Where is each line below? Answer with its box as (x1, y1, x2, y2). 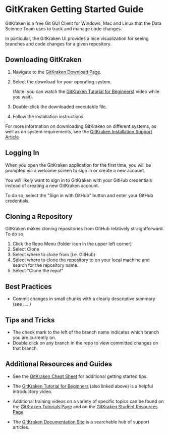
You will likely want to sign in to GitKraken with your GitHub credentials (5, 177, 152, 183)
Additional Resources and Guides (5, 360, 112, 368)
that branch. (12, 345, 38, 351)
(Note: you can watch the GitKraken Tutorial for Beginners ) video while (12, 88, 160, 94)
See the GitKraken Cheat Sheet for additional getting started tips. (12, 373, 148, 379)
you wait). (12, 93, 34, 100)
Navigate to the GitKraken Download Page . (12, 69, 102, 75)
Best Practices (5, 282, 52, 291)
